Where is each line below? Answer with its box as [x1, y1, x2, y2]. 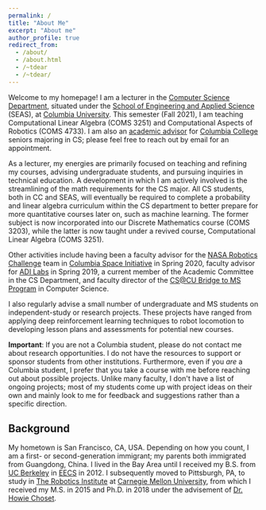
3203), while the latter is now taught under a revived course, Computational [8, 226, 256, 235]
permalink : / [8, 11, 52, 20]
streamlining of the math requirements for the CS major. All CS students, [8, 184, 245, 193]
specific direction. [8, 399, 67, 408]
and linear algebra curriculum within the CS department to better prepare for [8, 200, 259, 211]
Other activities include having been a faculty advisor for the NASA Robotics [8, 249, 258, 259]
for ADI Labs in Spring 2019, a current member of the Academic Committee [8, 267, 254, 276]
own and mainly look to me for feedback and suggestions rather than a [8, 390, 240, 400]
